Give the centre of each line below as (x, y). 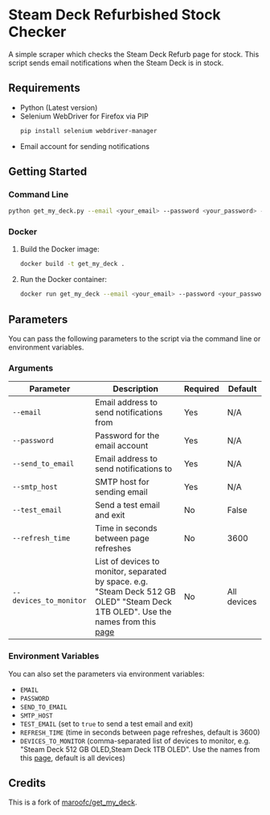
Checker (37, 32)
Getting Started (48, 172)
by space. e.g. (122, 581)
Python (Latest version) (59, 107)
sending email (122, 492)
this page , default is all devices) (73, 758)
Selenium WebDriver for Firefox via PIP (84, 116)
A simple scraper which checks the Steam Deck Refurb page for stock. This (134, 54)
